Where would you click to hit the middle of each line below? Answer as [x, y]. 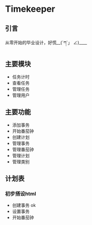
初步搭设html [21, 194]
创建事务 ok [24, 205]
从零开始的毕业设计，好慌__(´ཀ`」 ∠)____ [46, 42]
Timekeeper [30, 9]
